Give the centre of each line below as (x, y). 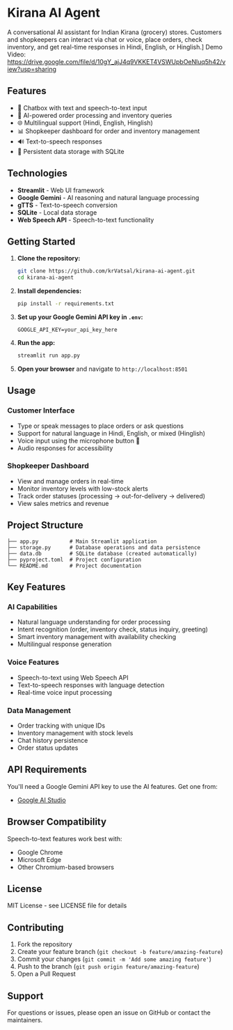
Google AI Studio (41, 800)
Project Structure (45, 525)
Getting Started (41, 241)
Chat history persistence (53, 740)
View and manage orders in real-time (70, 481)
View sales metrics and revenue (63, 503)
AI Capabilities (32, 606)
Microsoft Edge (39, 859)
